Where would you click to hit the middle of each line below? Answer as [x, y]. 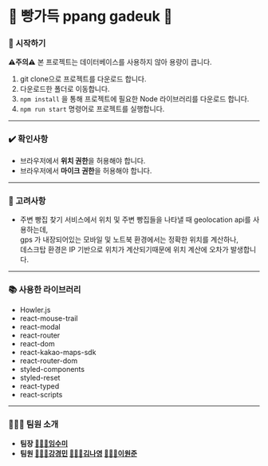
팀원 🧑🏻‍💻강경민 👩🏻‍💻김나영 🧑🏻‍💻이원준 [79, 453]
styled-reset [40, 378]
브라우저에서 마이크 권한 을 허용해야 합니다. [86, 170]
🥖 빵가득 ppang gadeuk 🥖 [91, 16]
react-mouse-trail [49, 318]
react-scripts [41, 395]
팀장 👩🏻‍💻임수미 [44, 443]
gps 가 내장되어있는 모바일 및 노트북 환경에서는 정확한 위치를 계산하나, [129, 239]
